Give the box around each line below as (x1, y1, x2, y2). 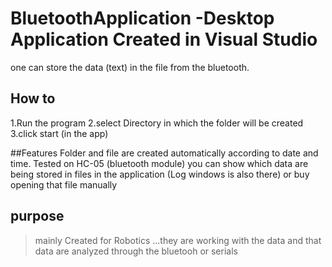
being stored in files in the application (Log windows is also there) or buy (10, 168, 310, 180)
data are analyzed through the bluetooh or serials (34, 245, 238, 257)
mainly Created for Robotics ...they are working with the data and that (34, 234, 322, 246)
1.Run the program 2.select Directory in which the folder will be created (10, 117, 304, 129)
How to (10, 90, 56, 107)
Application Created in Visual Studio (10, 28, 318, 51)
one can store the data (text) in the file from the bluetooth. (10, 61, 250, 73)
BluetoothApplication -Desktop (10, 7, 275, 30)
